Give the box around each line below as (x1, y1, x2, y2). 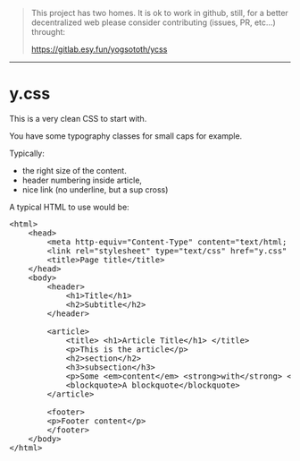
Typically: (9, 148, 45, 158)
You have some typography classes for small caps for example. (9, 130, 243, 141)
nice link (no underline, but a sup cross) (21, 184, 169, 195)
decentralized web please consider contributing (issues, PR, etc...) (30, 17, 276, 28)
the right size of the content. (21, 165, 127, 175)
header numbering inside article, (21, 175, 143, 185)
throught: (30, 27, 65, 37)
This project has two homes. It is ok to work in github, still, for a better (30, 8, 288, 18)
